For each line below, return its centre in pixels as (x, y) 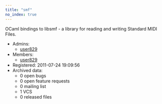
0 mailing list (33, 86)
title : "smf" (19, 10)
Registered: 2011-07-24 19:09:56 (46, 65)
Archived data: (27, 70)
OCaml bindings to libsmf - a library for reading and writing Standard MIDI (81, 28)
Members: (23, 54)
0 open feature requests (45, 81)
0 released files (36, 97)
